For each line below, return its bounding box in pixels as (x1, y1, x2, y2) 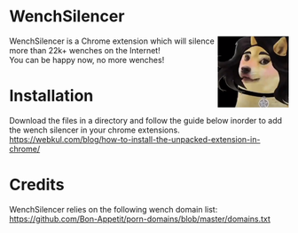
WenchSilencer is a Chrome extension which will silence (9, 36, 215, 46)
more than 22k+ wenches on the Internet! (9, 44, 161, 55)
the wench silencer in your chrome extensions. (9, 125, 180, 135)
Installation (9, 86, 94, 106)
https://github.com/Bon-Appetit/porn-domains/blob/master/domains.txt (9, 213, 271, 224)
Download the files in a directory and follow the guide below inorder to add (9, 115, 282, 125)
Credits (9, 175, 65, 195)
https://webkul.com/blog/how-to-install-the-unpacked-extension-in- (9, 133, 261, 144)
